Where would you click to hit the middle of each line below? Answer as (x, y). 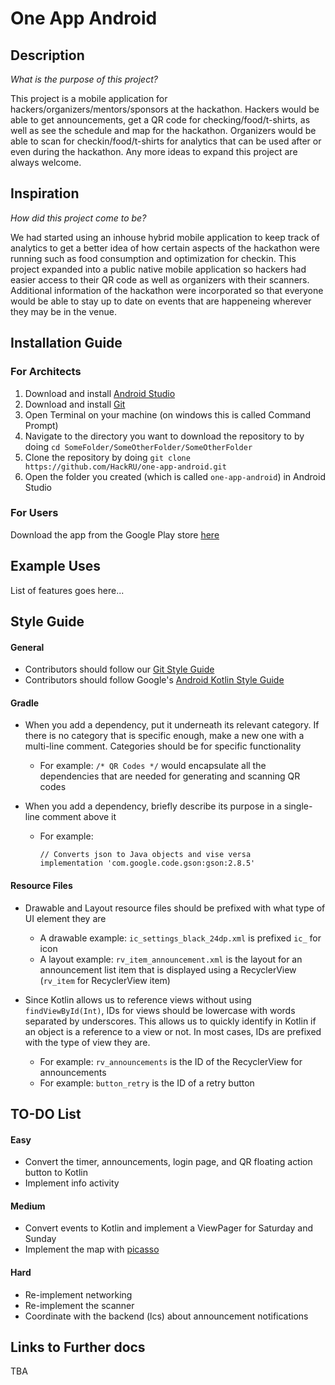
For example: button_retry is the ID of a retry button (147, 1083)
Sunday (40, 1239)
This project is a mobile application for (89, 98)
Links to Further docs (78, 1347)
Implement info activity (72, 1183)
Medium (28, 1206)
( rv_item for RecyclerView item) (105, 980)
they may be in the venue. (64, 311)
